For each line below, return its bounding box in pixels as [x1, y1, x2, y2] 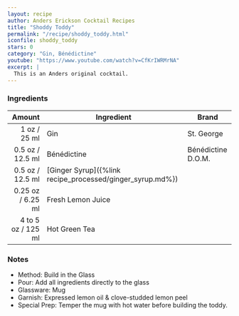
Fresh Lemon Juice [46, 194, 111, 204]
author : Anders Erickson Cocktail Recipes [7, 17, 135, 24]
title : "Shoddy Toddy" [7, 24, 75, 31]
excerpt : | [7, 63, 40, 71]
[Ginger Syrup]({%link [46, 165, 121, 175]
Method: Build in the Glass [17, 270, 95, 279]
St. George [187, 128, 223, 138]
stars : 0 [7, 44, 33, 51]
